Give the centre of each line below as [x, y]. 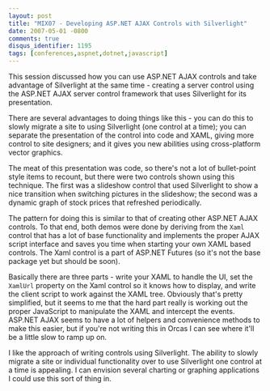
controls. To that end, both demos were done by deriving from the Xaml [127, 227]
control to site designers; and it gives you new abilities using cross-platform [135, 144]
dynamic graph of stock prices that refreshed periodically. [105, 202]
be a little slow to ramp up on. [58, 337]
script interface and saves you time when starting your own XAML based [130, 244]
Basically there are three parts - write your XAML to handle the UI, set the [131, 277]
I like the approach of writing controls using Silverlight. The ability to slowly [133, 353]
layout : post [30, 16]
